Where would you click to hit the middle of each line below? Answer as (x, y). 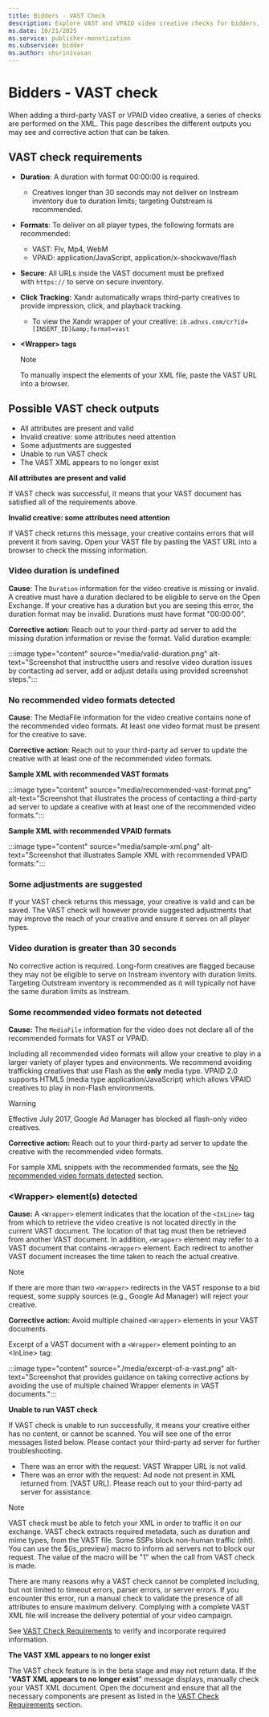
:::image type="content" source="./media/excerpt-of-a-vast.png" (116, 1368)
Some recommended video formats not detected (105, 1012)
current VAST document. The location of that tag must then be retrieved (127, 1231)
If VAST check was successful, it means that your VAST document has (125, 493)
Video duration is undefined (64, 571)
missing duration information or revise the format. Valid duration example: (130, 638)
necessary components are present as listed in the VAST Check (114, 1696)
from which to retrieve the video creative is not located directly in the (122, 1222)
